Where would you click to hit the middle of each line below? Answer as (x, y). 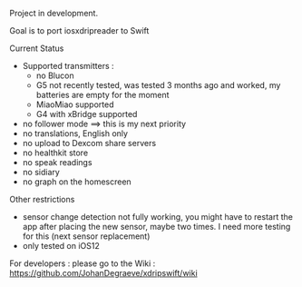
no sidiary (41, 172)
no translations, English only (75, 134)
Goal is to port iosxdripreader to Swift (79, 30)
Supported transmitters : (68, 66)
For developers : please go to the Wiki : (83, 263)
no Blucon (55, 75)
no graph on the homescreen (77, 182)
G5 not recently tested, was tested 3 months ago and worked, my (158, 85)
